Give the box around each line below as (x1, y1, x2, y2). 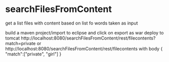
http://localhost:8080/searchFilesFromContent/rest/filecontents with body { (5, 45, 163, 51)
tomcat (5, 35, 20, 41)
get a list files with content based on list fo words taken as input (5, 20, 138, 26)
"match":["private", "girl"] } (5, 51, 62, 57)
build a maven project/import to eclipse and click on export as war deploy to (5, 29, 164, 35)
